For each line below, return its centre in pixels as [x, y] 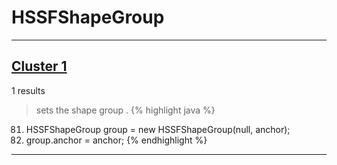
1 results [28, 90]
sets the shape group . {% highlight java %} [125, 110]
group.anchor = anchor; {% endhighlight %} [116, 140]
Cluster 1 [39, 66]
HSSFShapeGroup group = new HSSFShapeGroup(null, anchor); [158, 129]
